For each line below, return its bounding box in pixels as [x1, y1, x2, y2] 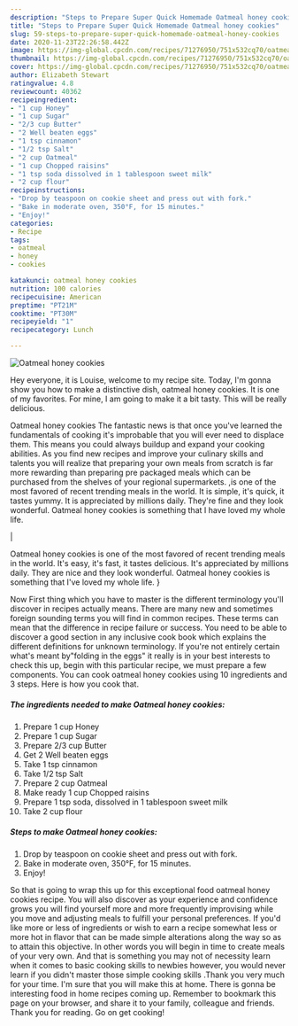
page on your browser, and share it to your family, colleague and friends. [10, 998, 275, 1008]
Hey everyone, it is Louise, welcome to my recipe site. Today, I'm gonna [10, 375, 271, 385]
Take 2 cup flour [22, 805, 83, 816]
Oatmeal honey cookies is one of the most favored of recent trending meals [10, 548, 286, 559]
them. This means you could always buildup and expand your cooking [10, 439, 265, 449]
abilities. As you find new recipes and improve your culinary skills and [10, 448, 264, 459]
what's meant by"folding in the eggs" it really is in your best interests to [10, 650, 271, 661]
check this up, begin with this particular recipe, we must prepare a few [10, 660, 267, 670]
